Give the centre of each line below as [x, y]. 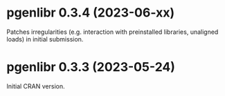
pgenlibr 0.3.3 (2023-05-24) [91, 67]
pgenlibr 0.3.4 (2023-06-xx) [90, 13]
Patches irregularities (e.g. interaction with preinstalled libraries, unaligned [112, 32]
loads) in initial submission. [45, 39]
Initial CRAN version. [36, 86]
